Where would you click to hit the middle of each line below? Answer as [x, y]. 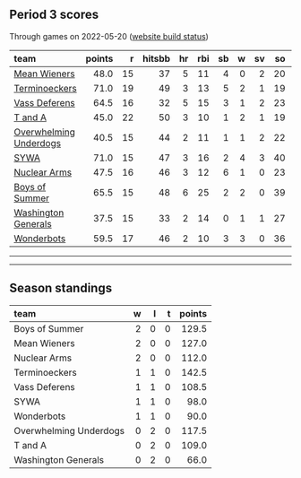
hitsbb [156, 58]
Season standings [61, 288]
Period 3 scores [54, 15]
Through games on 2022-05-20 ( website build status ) [109, 36]
